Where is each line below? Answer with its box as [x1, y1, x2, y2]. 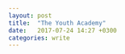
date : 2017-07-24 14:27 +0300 [8, 26, 117, 34]
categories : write [8, 33, 70, 42]
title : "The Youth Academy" [8, 19, 106, 27]
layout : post [8, 11, 52, 20]
